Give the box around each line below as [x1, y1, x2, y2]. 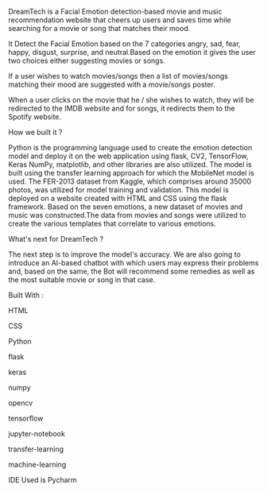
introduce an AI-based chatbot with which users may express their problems [8, 258, 259, 267]
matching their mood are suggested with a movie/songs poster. [8, 79, 216, 89]
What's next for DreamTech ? [8, 234, 104, 243]
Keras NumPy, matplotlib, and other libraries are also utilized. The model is [8, 160, 252, 169]
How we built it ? [8, 127, 63, 137]
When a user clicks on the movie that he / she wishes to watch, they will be [8, 95, 254, 104]
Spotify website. [8, 112, 62, 122]
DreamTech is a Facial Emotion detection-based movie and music [8, 7, 222, 16]
